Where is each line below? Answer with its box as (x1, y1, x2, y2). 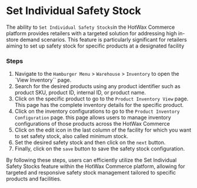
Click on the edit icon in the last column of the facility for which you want (14, 126, 192, 133)
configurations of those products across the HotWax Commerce (14, 120, 171, 127)
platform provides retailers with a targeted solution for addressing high (6, 29, 178, 36)
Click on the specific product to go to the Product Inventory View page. (14, 95, 189, 102)
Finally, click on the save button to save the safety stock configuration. (14, 145, 185, 152)
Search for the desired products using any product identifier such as (14, 83, 181, 90)
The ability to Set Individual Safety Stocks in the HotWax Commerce (6, 23, 175, 31)
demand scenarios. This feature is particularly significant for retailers (19, 36, 187, 43)
